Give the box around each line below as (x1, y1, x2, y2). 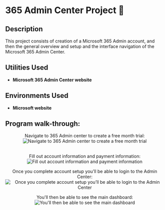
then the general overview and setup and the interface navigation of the (5, 43, 155, 49)
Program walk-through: (5, 120, 81, 128)
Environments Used (5, 91, 69, 100)
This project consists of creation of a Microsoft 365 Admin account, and (5, 38, 155, 44)
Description (5, 25, 43, 33)
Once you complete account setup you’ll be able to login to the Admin (12, 169, 157, 175)
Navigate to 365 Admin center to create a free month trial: (24, 133, 145, 139)
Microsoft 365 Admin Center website (12, 77, 92, 83)
